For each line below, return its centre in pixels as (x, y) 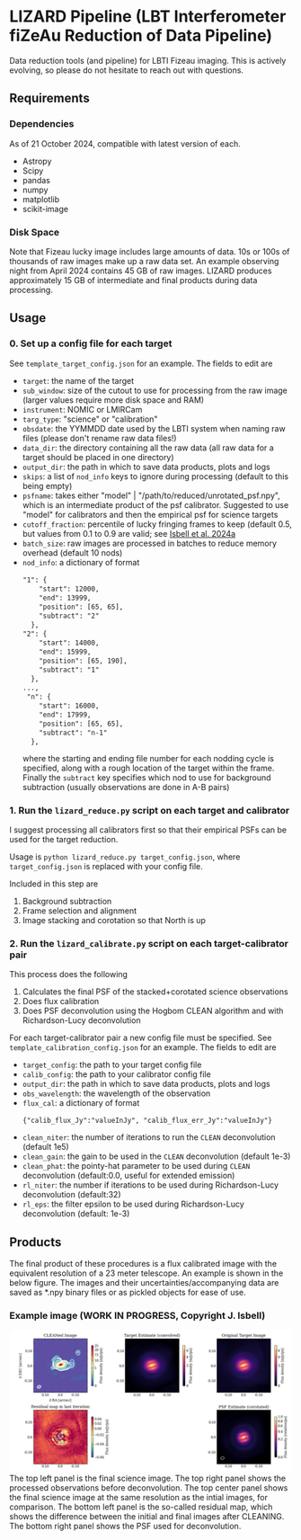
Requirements (49, 98)
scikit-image (45, 209)
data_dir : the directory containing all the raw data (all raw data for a (148, 448)
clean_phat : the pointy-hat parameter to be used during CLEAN (136, 1166)
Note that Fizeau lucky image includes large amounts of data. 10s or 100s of (150, 251)
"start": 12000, (69, 589)
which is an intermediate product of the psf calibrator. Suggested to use (155, 504)
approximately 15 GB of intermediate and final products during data (133, 280)
